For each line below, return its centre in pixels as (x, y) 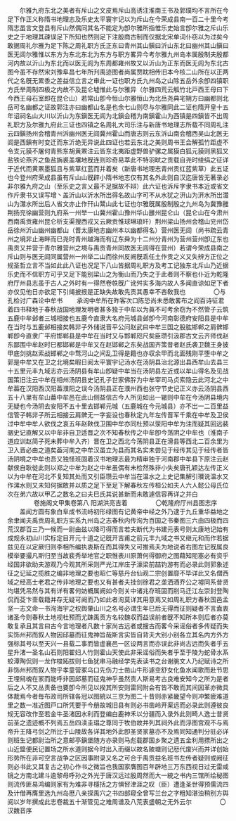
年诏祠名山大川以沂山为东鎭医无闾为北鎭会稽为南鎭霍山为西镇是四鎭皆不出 (115, 116)
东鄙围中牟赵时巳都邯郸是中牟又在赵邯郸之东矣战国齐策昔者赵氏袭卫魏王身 (115, 344)
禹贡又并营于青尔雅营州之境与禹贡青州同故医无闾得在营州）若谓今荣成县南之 (118, 248)
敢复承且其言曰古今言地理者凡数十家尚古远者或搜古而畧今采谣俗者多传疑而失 (118, 626)
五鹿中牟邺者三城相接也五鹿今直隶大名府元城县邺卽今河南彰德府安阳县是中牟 (118, 318)
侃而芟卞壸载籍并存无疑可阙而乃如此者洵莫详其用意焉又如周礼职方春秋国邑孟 (118, 599)
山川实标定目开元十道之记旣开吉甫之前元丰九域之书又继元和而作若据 (130, 538)
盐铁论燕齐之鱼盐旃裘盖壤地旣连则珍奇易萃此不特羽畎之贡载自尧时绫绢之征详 (118, 160)
